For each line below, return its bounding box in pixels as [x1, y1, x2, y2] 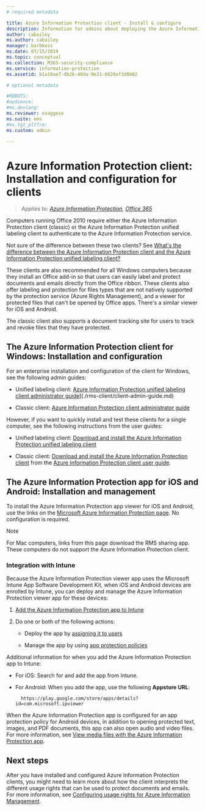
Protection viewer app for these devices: [6, 594, 109, 602]
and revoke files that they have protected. [6, 324, 111, 331]
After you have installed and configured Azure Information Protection [6, 771, 180, 779]
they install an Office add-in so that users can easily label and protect [6, 273, 181, 281]
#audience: [6, 99, 34, 105]
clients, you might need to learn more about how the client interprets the [6, 778, 188, 785]
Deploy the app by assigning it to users [24, 630, 123, 637]
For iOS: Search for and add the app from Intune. [15, 672, 138, 679]
